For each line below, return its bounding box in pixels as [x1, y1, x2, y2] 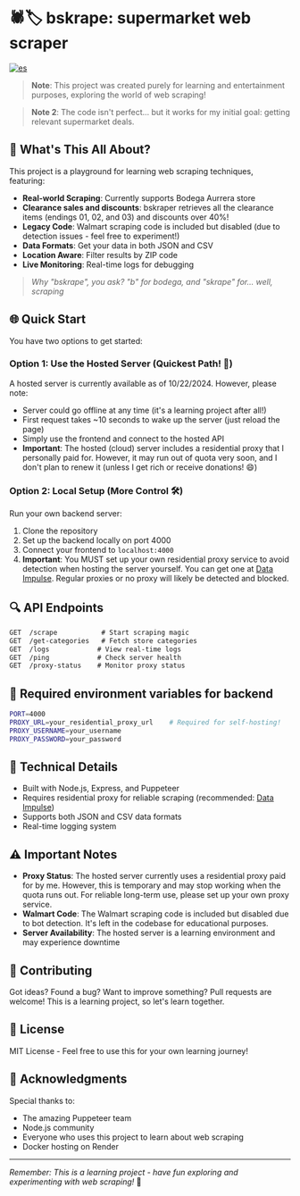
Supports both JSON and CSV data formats [21, 811, 182, 823]
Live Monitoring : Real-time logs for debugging [21, 259, 195, 270]
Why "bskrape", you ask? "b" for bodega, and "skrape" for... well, [30, 276, 273, 287]
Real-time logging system [21, 821, 117, 832]
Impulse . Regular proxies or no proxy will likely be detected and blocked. [21, 573, 289, 584]
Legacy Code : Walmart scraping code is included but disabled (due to [21, 221, 280, 231]
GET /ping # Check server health [9, 653, 181, 662]
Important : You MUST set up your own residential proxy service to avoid [21, 554, 290, 565]
